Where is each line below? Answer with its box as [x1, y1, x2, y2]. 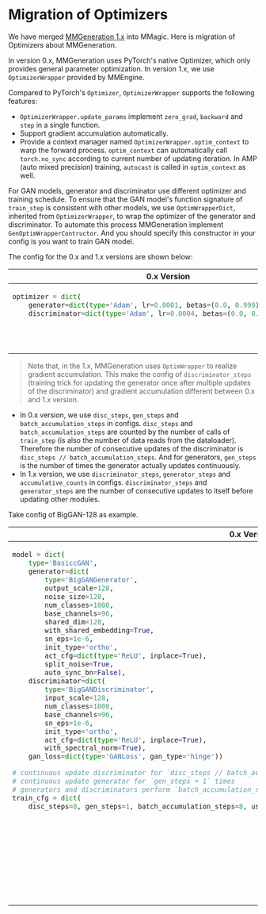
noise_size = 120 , [44, 592, 106, 601]
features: [8, 96, 38, 106]
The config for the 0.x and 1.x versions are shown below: [8, 252, 193, 261]
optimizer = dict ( [12, 292, 82, 301]
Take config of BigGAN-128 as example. [8, 509, 139, 519]
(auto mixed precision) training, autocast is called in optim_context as [19, 162, 246, 171]
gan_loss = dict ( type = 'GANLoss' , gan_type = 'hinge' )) [28, 752, 223, 761]
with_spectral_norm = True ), [44, 743, 146, 753]
